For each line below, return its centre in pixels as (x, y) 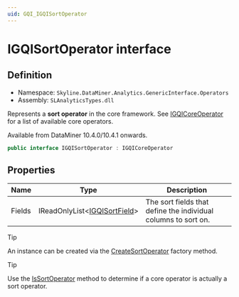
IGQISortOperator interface (90, 49)
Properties (31, 170)
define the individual (180, 211)
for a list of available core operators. (60, 121)
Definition (30, 75)
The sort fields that (177, 202)
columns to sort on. (178, 220)
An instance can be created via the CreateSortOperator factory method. (113, 251)
